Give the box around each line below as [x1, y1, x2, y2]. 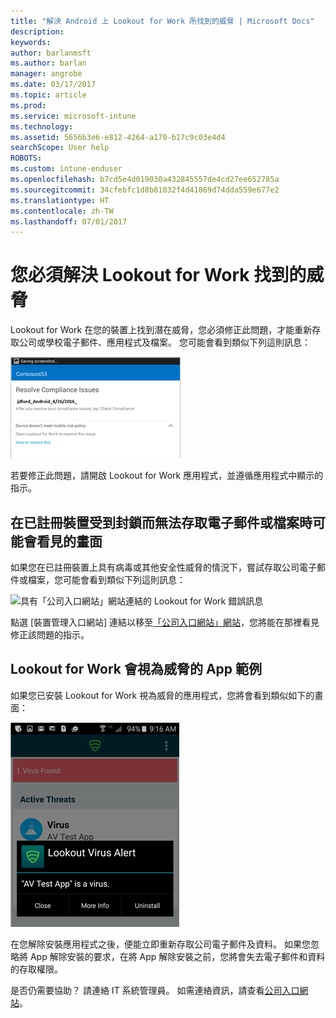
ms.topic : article [10, 90, 87, 100]
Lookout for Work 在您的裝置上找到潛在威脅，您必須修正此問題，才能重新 [10, 324, 313, 336]
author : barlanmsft [10, 48, 92, 58]
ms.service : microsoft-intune [10, 111, 137, 121]
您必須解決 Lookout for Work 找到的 [10, 264, 307, 287]
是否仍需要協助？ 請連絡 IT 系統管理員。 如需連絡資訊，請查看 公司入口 [10, 984, 300, 996]
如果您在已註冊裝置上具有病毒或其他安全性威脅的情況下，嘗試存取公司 [10, 561, 300, 573]
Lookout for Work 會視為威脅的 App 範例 [10, 661, 263, 678]
